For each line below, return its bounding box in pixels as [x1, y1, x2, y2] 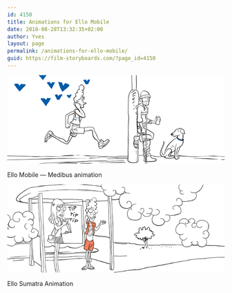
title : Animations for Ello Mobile [7, 18, 110, 26]
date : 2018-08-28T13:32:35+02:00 [7, 26, 104, 32]
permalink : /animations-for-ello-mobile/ [7, 48, 128, 55]
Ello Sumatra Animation [7, 280, 74, 288]
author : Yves [7, 33, 45, 40]
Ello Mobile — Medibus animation [7, 170, 102, 179]
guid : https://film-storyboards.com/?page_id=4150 [7, 55, 156, 62]
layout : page [7, 40, 45, 48]
